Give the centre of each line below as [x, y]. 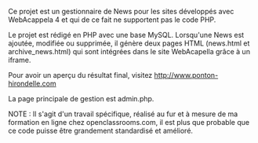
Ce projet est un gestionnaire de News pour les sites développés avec [121, 11]
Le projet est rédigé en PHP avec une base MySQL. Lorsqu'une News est [126, 35]
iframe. [20, 60]
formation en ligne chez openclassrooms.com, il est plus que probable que [129, 122]
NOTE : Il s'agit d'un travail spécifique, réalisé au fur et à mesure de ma [123, 114]
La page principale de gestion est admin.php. [81, 99]
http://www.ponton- [186, 75]
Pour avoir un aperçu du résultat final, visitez [80, 75]
